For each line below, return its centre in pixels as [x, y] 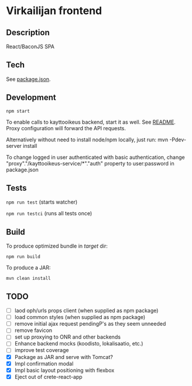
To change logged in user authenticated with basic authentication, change [96, 157]
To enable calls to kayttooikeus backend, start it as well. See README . [91, 122]
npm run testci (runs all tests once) [49, 214]
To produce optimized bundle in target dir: [57, 246]
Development [31, 98]
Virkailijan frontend [54, 11]
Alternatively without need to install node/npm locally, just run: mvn [87, 140]
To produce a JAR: [28, 268]
